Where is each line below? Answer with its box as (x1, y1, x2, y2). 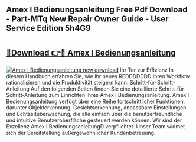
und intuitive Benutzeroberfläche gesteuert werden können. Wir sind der (6, 117, 182, 124)
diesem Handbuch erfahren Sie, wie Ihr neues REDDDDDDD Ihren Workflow (6, 73, 190, 79)
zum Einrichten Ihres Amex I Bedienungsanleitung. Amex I (48, 92, 190, 98)
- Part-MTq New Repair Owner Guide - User (6, 14, 169, 24)
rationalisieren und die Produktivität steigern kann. (6, 79, 129, 86)
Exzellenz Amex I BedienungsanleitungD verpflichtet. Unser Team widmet (6, 123, 185, 130)
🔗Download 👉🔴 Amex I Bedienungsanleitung (6, 47, 176, 58)
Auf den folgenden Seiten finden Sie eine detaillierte (30, 85, 158, 92)
